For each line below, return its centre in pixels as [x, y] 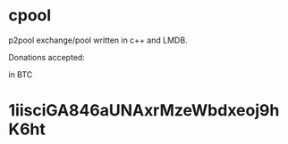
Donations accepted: [47, 57]
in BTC [21, 74]
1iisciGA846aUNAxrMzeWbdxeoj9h [144, 111]
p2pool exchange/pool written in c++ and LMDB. [98, 40]
